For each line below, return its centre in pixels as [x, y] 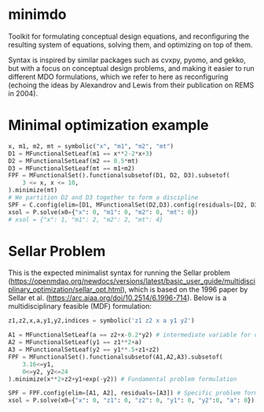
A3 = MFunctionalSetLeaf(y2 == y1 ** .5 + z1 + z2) [84, 350]
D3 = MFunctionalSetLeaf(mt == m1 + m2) [71, 168]
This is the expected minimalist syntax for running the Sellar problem [119, 273]
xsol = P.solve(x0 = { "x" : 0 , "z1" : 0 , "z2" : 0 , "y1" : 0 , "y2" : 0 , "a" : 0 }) [132, 401]
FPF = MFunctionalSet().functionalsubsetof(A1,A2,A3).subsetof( [115, 357]
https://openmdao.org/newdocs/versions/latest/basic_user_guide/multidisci [133, 281]
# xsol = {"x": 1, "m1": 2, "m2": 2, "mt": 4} [86, 219]
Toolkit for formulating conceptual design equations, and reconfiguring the [129, 36]
